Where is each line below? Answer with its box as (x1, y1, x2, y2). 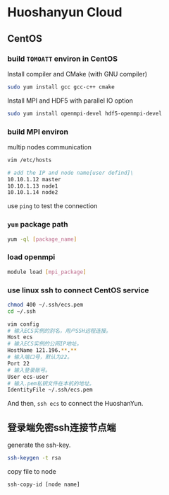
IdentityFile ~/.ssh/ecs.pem (7, 387, 93, 394)
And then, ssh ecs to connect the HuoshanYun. (7, 399, 144, 408)
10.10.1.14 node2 (7, 189, 58, 196)
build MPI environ (7, 127, 69, 137)
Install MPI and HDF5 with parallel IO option (7, 96, 134, 105)
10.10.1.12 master (7, 176, 61, 183)
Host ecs (7, 334, 33, 341)
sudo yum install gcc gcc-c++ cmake (7, 83, 115, 91)
